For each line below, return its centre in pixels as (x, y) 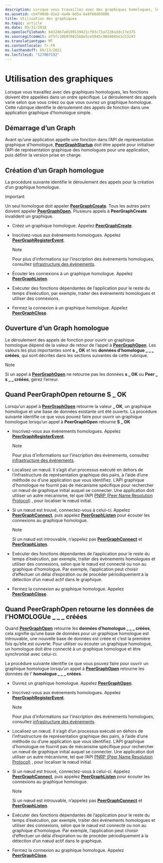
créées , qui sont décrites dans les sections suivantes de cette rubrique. (77, 355)
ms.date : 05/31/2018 (26, 28)
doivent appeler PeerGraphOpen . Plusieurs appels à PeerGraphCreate (76, 211)
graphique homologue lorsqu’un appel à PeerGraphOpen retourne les (75, 669)
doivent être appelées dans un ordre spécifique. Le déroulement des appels (81, 97)
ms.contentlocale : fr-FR (30, 46)
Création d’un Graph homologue (55, 170)
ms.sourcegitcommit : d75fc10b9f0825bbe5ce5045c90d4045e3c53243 (70, 37)
